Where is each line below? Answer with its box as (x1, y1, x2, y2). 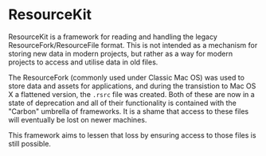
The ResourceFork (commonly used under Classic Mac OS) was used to (8, 72, 245, 82)
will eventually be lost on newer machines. (8, 115, 147, 124)
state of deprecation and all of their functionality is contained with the (8, 98, 237, 107)
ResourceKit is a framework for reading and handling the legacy (8, 32, 217, 41)
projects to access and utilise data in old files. (8, 57, 158, 67)
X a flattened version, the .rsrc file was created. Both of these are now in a (8, 89, 255, 99)
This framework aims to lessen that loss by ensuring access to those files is (8, 130, 256, 140)
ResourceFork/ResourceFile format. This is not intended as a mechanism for (8, 40, 258, 49)
